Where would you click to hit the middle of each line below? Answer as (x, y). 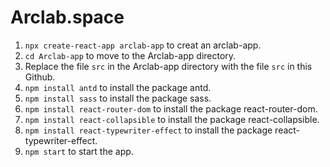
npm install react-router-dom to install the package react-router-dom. (171, 108)
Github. (40, 77)
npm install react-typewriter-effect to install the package (148, 130)
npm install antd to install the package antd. (118, 87)
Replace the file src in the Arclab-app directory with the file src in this (168, 66)
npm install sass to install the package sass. (118, 98)
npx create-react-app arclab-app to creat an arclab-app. (143, 45)
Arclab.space (67, 17)
